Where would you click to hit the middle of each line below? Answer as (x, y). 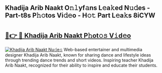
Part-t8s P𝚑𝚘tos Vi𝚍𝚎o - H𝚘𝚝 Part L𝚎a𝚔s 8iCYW (80, 16)
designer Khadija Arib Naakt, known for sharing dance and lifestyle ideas (78, 55)
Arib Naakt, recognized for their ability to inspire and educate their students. (81, 65)
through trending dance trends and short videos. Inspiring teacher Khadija (79, 60)
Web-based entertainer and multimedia (103, 50)
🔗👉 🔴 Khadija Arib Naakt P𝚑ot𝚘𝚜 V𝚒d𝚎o (68, 36)
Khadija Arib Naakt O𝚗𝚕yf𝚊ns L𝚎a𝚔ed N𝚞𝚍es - (78, 8)
